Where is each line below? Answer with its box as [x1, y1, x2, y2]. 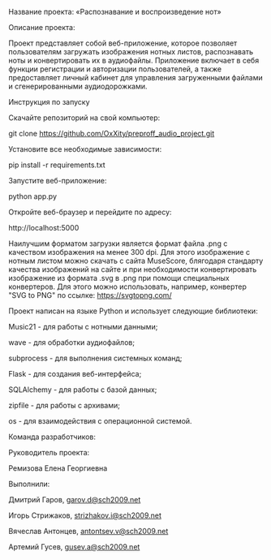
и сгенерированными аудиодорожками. [8, 81, 148, 91]
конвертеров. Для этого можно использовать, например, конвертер [8, 282, 247, 291]
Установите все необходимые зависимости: [8, 144, 162, 153]
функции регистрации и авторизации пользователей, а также [8, 64, 222, 74]
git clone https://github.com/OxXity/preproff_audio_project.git [8, 129, 215, 138]
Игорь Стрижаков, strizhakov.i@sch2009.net [8, 510, 162, 520]
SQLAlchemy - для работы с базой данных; [8, 385, 157, 394]
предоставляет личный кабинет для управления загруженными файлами [8, 73, 263, 82]
